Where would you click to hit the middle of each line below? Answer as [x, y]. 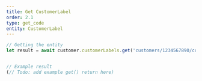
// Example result [29, 67]
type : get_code [25, 23]
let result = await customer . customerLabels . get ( [70, 51]
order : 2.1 [20, 17]
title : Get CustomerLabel [38, 12]
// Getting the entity [35, 45]
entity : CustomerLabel [35, 28]
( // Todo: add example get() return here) [60, 72]
